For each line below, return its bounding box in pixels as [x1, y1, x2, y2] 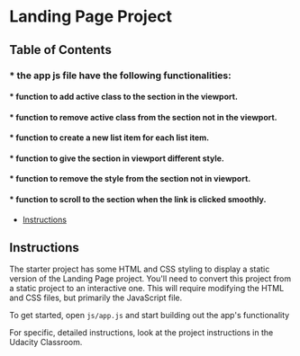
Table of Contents [9, 42, 113, 58]
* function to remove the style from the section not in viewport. [9, 174, 251, 184]
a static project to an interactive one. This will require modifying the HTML [9, 283, 285, 294]
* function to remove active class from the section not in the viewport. [9, 111, 277, 122]
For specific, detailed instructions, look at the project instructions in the [9, 327, 274, 338]
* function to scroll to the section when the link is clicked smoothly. [9, 194, 267, 205]
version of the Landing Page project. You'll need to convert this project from [9, 273, 291, 284]
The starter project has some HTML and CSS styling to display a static [9, 263, 270, 275]
